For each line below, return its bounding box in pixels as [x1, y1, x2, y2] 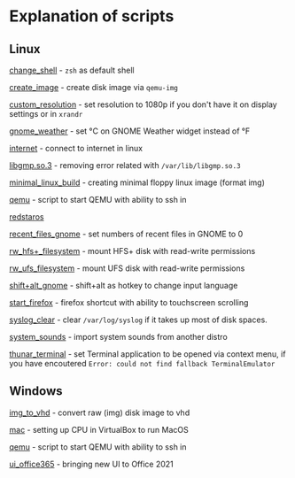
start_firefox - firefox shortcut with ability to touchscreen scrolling [9, 297, 249, 307]
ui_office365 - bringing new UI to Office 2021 [9, 459, 175, 469]
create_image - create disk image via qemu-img [9, 82, 179, 92]
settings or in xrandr [9, 109, 83, 119]
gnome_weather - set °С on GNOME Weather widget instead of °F [9, 126, 251, 136]
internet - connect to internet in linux [9, 143, 144, 153]
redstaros [9, 212, 44, 222]
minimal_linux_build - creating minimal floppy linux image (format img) [9, 177, 266, 188]
